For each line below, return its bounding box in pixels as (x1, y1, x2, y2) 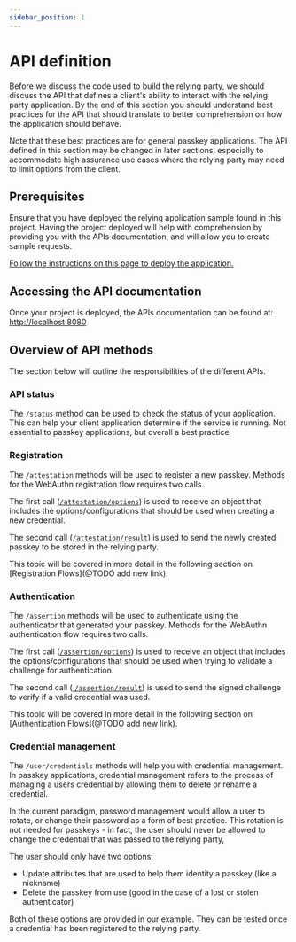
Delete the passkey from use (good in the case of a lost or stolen (21, 887, 259, 898)
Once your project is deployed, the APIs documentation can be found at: (9, 308, 273, 318)
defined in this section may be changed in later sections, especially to (9, 144, 264, 155)
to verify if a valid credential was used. (9, 691, 151, 702)
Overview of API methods (9, 342, 153, 357)
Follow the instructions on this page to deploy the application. (9, 258, 234, 269)
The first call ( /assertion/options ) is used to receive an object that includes (9, 646, 286, 657)
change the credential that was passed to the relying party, (9, 834, 224, 845)
